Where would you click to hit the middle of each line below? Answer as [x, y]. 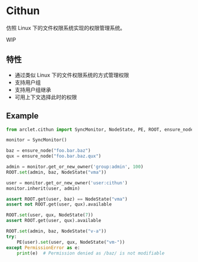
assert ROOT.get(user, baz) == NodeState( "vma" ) [67, 199]
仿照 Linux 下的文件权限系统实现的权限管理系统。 [66, 28]
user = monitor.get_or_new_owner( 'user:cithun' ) [67, 183]
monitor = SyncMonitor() [37, 140]
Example [22, 116]
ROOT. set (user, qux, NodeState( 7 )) [50, 215]
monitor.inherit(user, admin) [43, 188]
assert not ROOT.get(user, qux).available [59, 204]
